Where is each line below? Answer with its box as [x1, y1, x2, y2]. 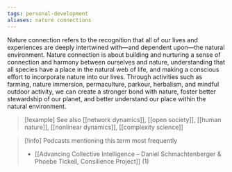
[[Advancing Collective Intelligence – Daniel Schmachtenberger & [34, 150, 222, 158]
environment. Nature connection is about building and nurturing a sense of [7, 50, 221, 59]
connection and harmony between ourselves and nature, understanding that [7, 58, 226, 66]
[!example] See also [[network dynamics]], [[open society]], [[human [24, 115, 222, 123]
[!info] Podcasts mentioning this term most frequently [24, 136, 178, 144]
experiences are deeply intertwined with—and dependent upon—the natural [7, 43, 225, 51]
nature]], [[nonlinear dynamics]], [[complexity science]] [24, 123, 184, 131]
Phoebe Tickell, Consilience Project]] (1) [34, 157, 149, 165]
